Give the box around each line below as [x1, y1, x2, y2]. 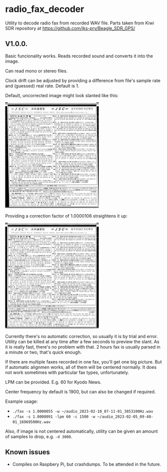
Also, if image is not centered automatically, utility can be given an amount [5, 428, 158, 434]
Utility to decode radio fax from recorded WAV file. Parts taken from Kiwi [5, 20, 155, 26]
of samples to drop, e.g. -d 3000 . [5, 433, 72, 439]
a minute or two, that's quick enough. [5, 349, 82, 355]
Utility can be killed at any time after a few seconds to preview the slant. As [5, 339, 160, 345]
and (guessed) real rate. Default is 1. [5, 83, 80, 89]
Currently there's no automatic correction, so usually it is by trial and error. [5, 333, 158, 339]
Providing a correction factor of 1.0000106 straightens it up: [5, 213, 128, 219]
